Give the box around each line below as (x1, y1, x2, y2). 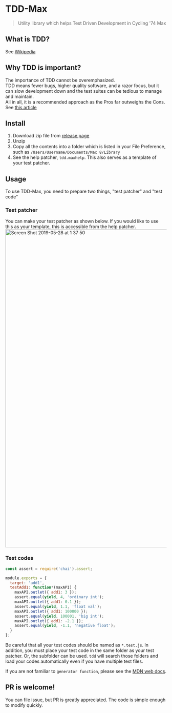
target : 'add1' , (10, 580, 45, 585)
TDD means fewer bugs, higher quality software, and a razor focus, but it (5, 83, 159, 89)
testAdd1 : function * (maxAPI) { (10, 585, 77, 590)
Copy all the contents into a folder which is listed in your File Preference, (12, 144, 166, 150)
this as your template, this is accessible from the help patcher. (5, 223, 137, 230)
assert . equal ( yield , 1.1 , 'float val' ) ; (14, 604, 102, 609)
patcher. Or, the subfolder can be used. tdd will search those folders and (5, 653, 158, 659)
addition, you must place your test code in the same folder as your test (5, 647, 155, 654)
